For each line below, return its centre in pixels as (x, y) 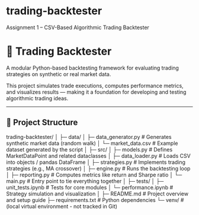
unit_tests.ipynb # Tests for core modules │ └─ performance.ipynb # (90, 187)
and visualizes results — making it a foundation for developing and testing (96, 92)
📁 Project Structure (42, 123)
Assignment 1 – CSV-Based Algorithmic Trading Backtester (78, 27)
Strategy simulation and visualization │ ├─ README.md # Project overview (97, 194)
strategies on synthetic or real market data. (59, 74)
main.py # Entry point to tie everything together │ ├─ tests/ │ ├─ (85, 181)
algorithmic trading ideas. (37, 98)
